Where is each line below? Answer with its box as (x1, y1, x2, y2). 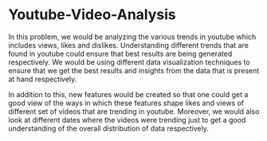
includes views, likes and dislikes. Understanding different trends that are (8, 40, 249, 49)
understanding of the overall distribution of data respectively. (8, 123, 210, 133)
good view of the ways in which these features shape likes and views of (8, 98, 245, 108)
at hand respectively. (8, 74, 77, 84)
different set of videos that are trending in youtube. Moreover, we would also (8, 106, 260, 116)
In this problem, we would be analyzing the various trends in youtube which (8, 32, 257, 41)
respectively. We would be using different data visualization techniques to (8, 57, 251, 67)
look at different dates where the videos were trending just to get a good (8, 115, 246, 124)
